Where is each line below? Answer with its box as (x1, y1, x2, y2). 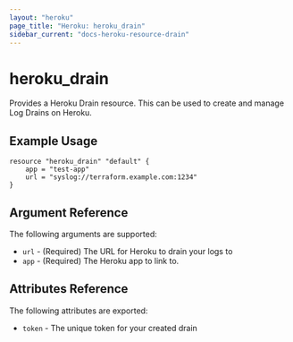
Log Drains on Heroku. (9, 107, 92, 118)
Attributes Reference (9, 281, 129, 296)
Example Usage (9, 133, 98, 149)
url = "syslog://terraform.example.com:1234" (25, 173, 198, 182)
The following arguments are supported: (9, 228, 158, 239)
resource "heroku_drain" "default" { (9, 158, 150, 167)
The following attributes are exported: (9, 305, 148, 316)
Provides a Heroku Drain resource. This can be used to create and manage (9, 98, 284, 108)
